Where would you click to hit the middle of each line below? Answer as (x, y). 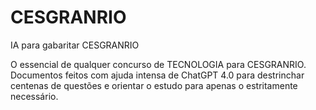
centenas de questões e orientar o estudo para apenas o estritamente (154, 85)
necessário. (34, 96)
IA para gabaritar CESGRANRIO (75, 45)
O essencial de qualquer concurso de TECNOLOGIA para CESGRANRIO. (158, 64)
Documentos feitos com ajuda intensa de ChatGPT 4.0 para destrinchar (157, 75)
